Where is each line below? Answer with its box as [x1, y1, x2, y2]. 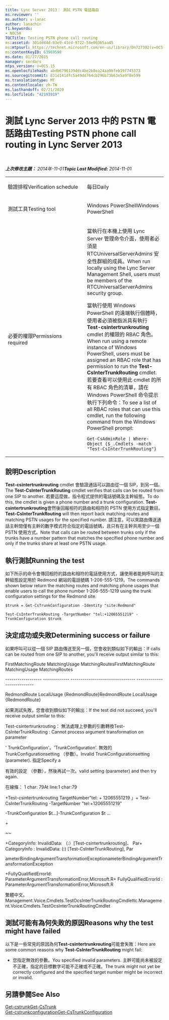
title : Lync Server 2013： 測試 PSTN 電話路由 [5, 7, 100, 13]
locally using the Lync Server [87, 264, 155, 271]
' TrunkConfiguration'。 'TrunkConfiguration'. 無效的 [5, 745, 112, 751]
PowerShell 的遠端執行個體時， [87, 310, 160, 317]
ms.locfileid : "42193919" [5, 92, 59, 97]
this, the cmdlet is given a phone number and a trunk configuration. [5, 499, 145, 505]
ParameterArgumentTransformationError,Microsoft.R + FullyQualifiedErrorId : [5, 876, 162, 882]
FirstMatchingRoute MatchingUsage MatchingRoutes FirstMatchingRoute [5, 661, 155, 667]
